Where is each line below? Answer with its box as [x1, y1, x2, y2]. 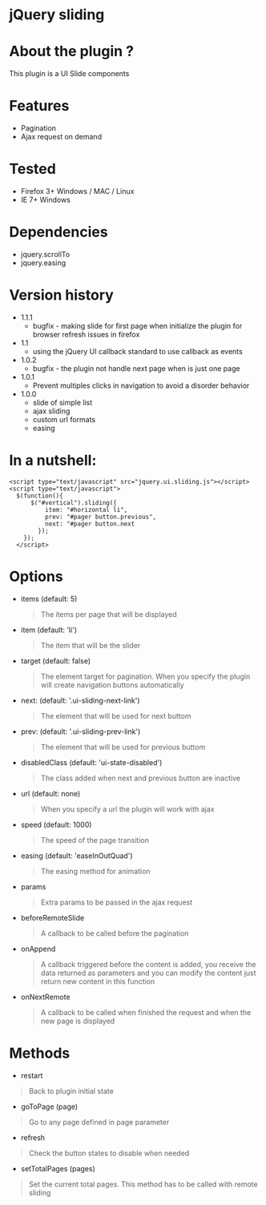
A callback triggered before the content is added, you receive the [40, 959, 256, 969]
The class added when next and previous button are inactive [40, 773, 241, 783]
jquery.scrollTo [20, 249, 71, 259]
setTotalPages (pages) [20, 1163, 95, 1173]
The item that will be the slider [40, 640, 141, 650]
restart [20, 1070, 43, 1080]
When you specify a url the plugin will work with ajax [40, 804, 215, 814]
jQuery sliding [9, 6, 105, 24]
